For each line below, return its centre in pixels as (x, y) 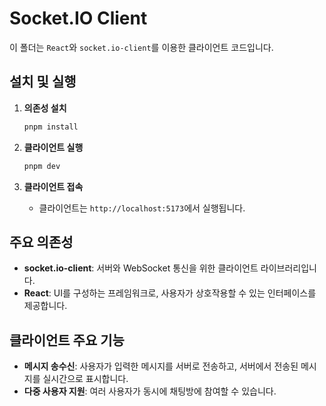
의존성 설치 (45, 108)
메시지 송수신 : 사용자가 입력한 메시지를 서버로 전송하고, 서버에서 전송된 (161, 366)
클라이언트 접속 (53, 186)
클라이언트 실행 (53, 147)
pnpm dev (42, 166)
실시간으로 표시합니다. (85, 379)
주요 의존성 (41, 242)
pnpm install (51, 127)
